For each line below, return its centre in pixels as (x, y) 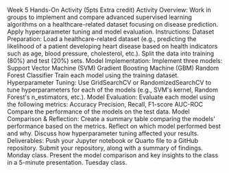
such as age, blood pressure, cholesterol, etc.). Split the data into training (111, 53)
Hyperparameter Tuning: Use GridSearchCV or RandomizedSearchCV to (109, 82)
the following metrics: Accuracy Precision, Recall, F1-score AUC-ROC (105, 104)
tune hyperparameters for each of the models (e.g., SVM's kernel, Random (112, 90)
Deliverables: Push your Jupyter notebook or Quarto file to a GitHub (103, 141)
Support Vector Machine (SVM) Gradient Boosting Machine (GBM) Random (113, 68)
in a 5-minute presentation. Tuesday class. (67, 162)
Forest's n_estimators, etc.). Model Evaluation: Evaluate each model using (111, 97)
